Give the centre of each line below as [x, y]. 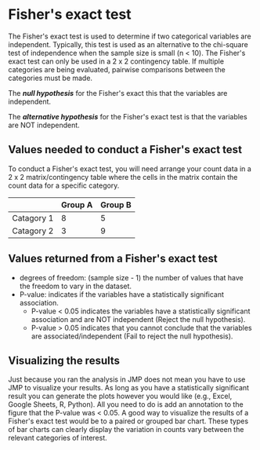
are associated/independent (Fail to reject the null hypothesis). [132, 336]
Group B [116, 204]
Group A [77, 204]
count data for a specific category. [64, 185]
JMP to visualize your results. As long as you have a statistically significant [128, 388]
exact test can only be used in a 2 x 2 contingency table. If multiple [116, 61]
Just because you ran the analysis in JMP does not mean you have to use [127, 379]
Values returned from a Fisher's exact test [113, 259]
